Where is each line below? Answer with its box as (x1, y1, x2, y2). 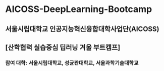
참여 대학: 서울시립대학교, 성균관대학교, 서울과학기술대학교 (5, 59, 139, 66)
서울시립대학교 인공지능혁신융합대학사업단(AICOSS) (5, 24, 159, 33)
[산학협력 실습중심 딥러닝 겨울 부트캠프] (5, 43, 121, 51)
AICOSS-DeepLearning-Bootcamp (5, 3, 152, 15)
